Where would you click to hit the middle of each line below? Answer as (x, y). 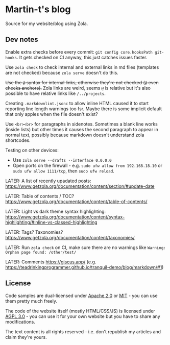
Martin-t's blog (38, 9)
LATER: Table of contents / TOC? (40, 196)
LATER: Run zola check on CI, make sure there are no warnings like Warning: (86, 247)
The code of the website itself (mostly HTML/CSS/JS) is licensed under (80, 311)
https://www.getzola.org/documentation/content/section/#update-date (80, 186)
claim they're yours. (26, 337)
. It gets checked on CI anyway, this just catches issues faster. (82, 57)
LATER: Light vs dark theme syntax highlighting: (56, 211)
